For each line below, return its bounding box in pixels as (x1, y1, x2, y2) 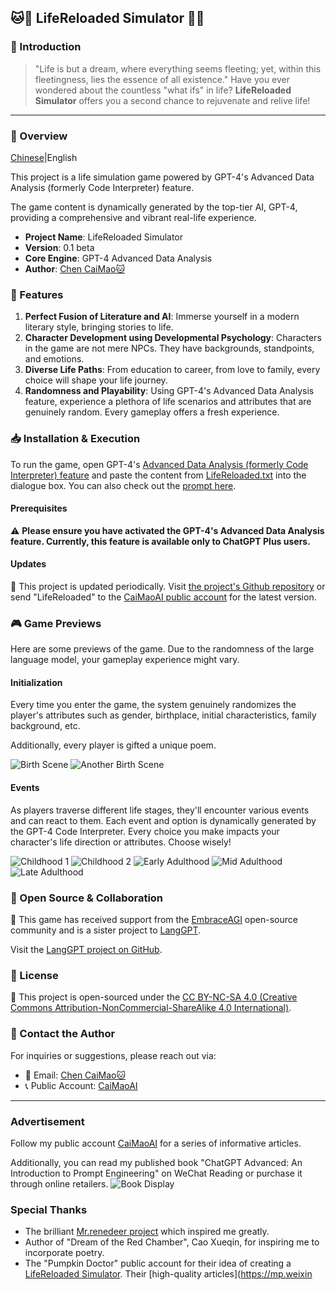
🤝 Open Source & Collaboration (10, 891, 164, 905)
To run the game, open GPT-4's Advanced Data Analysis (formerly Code (10, 458, 309, 470)
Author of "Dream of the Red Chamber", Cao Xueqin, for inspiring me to (24, 1236, 320, 1248)
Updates (10, 558, 47, 570)
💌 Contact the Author (10, 1027, 116, 1041)
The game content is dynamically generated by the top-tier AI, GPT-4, (10, 201, 298, 213)
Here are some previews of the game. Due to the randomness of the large (10, 643, 315, 655)
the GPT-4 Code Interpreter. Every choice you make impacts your (10, 825, 280, 837)
